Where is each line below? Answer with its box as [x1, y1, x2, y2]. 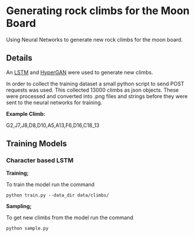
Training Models [6, 139, 67, 149]
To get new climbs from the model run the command [6, 214, 134, 221]
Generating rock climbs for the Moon [6, 4, 190, 18]
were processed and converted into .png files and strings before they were [6, 92, 188, 99]
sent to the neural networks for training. [6, 99, 103, 106]
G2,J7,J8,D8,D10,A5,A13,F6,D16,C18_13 [6, 122, 100, 129]
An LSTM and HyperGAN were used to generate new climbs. [6, 69, 153, 76]
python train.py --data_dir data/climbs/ [6, 192, 110, 198]
